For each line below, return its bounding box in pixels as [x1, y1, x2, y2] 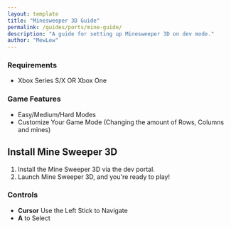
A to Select [17, 214, 51, 222]
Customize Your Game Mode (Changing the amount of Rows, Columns [17, 118, 225, 126]
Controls [7, 190, 38, 200]
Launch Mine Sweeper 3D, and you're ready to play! [17, 172, 171, 181]
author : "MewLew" [7, 37, 59, 44]
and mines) [17, 125, 51, 134]
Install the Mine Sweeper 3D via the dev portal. [17, 165, 155, 173]
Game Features [7, 94, 62, 104]
